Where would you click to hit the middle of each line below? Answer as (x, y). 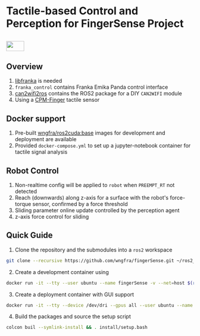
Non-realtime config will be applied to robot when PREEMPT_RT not (95, 185)
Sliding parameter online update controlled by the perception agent (97, 210)
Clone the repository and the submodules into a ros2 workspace (93, 250)
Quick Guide (29, 236)
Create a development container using (62, 272)
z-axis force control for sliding (52, 217)
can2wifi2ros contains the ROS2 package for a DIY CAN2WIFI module (99, 94)
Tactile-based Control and (72, 11)
